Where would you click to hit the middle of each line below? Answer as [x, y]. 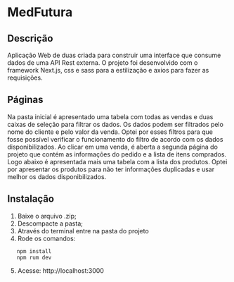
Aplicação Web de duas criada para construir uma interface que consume [114, 55]
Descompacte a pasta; [50, 223]
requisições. [25, 78]
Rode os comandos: [46, 238]
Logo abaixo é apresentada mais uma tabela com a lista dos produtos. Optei [117, 161]
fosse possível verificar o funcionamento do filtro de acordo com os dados [115, 139]
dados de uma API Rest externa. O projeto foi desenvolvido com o [103, 63]
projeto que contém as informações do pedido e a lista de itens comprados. [117, 154]
